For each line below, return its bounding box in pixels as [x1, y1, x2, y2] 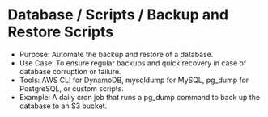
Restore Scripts [7, 23, 114, 41]
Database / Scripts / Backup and [7, 6, 228, 24]
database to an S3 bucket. [19, 101, 108, 111]
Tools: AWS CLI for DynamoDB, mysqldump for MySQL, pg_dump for [19, 75, 249, 85]
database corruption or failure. [19, 66, 122, 76]
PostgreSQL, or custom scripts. [19, 83, 125, 94]
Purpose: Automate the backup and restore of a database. [19, 49, 214, 59]
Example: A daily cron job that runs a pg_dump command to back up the [19, 92, 261, 102]
